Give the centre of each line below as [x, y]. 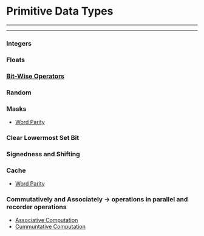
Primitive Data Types [60, 11]
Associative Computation [46, 220]
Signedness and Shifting [43, 154]
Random [19, 92]
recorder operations [36, 207]
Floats [16, 60]
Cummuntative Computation [50, 227]
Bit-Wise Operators [36, 76]
